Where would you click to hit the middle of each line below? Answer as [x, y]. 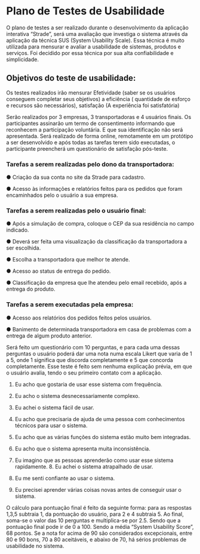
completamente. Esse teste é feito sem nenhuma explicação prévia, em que [99, 366]
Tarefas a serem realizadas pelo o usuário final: [76, 211]
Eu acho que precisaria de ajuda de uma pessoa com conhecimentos [100, 419]
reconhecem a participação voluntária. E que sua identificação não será [95, 129]
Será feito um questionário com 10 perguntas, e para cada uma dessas [93, 347]
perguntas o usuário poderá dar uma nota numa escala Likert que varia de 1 [99, 354]
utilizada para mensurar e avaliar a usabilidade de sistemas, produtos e [93, 47]
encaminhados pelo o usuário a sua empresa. [62, 195]
